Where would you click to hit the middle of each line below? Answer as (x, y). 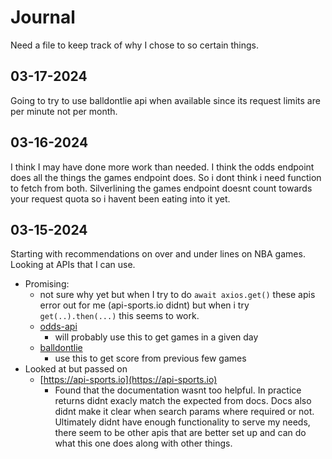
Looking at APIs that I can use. (73, 265)
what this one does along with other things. (143, 443)
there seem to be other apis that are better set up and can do (180, 433)
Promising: (47, 284)
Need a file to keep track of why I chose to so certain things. (135, 45)
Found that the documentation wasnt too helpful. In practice (178, 390)
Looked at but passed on (76, 369)
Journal (43, 17)
